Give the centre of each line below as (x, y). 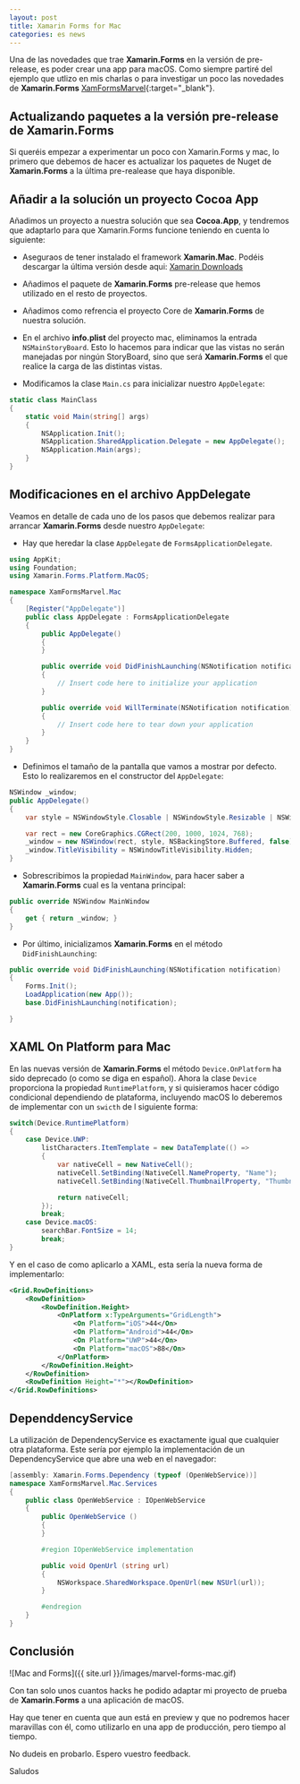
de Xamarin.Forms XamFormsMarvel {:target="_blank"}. (112, 88)
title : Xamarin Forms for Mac (66, 26)
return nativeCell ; (93, 1197)
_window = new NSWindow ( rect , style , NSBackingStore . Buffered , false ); (161, 842)
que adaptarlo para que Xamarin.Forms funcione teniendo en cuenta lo (139, 230)
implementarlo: (37, 1274)
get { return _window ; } (71, 918)
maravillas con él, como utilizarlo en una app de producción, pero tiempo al (148, 1727)
